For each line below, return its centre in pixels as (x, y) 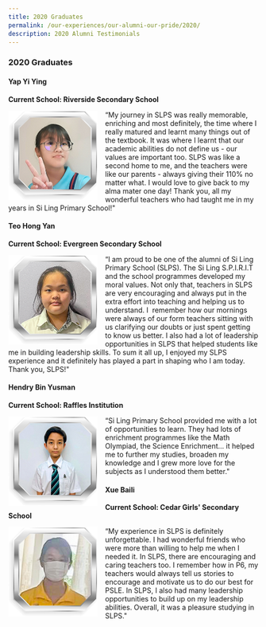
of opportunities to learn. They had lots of (173, 429)
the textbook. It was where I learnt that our (175, 140)
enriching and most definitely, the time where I (181, 123)
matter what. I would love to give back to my (177, 182)
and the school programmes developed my (175, 276)
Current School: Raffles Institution (66, 405)
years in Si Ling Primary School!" (62, 208)
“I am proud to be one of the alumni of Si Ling (179, 259)
